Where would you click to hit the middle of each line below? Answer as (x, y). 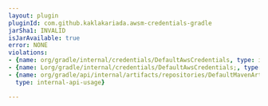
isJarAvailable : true (44, 38)
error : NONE (28, 45)
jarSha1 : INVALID (37, 30)
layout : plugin (33, 16)
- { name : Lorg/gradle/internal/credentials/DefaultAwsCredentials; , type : (135, 68)
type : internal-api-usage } (60, 82)
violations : (28, 53)
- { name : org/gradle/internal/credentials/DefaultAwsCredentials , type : (132, 61)
